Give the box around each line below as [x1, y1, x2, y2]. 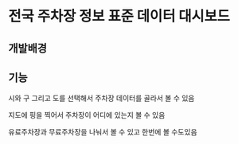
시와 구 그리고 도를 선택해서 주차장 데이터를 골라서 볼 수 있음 [8, 93, 195, 103]
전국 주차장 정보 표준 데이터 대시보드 [8, 7, 231, 25]
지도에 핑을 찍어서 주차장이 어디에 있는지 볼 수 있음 [8, 111, 166, 120]
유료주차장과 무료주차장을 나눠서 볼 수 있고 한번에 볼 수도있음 [8, 127, 197, 137]
